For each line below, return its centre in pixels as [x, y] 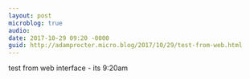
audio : [19, 30]
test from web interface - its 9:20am [68, 68]
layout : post [30, 16]
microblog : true [35, 23]
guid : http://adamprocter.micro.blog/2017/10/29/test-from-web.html [125, 45]
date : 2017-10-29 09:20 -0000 [59, 38]
